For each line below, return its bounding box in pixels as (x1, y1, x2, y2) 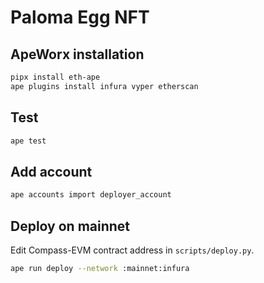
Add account (10, 163, 93, 180)
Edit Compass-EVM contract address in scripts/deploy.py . (10, 244, 255, 256)
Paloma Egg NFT (10, 6, 150, 29)
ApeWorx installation (10, 46, 145, 63)
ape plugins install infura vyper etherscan (10, 81, 199, 91)
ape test (10, 136, 47, 146)
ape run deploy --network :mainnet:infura (10, 263, 190, 273)
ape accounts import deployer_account (10, 190, 172, 200)
